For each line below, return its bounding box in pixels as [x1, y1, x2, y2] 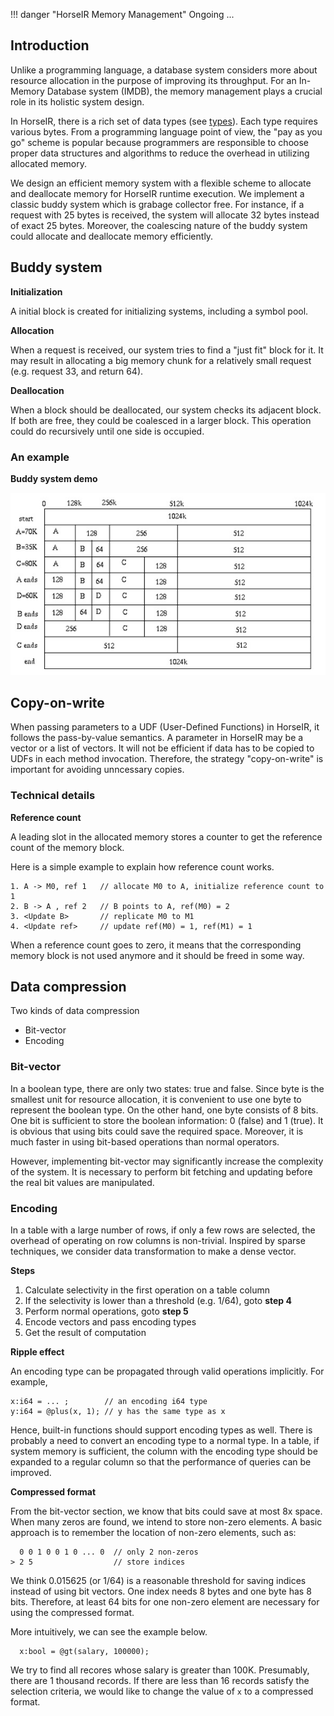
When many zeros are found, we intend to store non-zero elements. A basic [10, 1516, 323, 1528]
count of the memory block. [10, 841, 125, 853]
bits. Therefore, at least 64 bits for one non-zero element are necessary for [10, 1596, 320, 1608]
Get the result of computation [24, 1327, 147, 1339]
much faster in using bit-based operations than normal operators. [10, 1135, 280, 1148]
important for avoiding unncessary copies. [10, 764, 185, 776]
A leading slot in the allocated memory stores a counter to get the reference [10, 830, 323, 843]
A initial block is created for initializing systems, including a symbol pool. [10, 305, 309, 317]
